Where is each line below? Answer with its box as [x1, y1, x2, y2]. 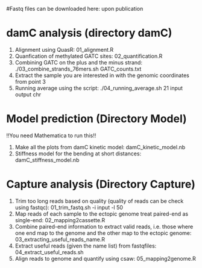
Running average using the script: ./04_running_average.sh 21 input [14, 84, 183, 92]
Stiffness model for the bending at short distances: [14, 150, 142, 157]
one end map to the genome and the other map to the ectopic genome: [14, 229, 192, 237]
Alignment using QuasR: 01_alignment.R [14, 46, 114, 53]
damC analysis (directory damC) [6, 26, 172, 40]
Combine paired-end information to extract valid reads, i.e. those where [14, 223, 194, 230]
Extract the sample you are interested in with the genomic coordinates [14, 72, 190, 79]
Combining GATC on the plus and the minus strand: [14, 58, 143, 66]
